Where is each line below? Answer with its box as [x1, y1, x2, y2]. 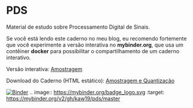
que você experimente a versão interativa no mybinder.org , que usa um [6, 41, 184, 48]
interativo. [6, 54, 31, 61]
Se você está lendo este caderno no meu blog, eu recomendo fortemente [6, 35, 187, 42]
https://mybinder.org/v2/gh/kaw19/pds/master [6, 95, 121, 102]
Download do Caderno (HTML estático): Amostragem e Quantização [6, 77, 175, 84]
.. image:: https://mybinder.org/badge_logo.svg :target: [29, 88, 165, 95]
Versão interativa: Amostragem [6, 65, 82, 72]
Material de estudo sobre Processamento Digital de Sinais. [6, 23, 151, 30]
